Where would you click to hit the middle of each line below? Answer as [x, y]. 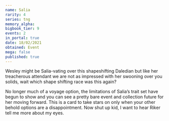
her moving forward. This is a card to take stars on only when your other [80, 102]
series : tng [18, 19]
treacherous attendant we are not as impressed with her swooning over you [84, 77]
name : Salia [18, 10]
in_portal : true [22, 38]
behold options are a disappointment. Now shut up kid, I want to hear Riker [83, 108]
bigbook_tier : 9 [22, 29]
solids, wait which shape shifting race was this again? [61, 82]
